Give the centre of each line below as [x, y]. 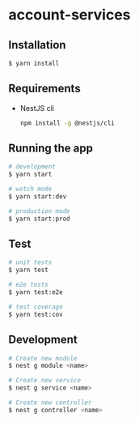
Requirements [44, 89]
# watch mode [30, 189]
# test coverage [36, 307]
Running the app [51, 148]
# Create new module [43, 358]
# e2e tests [28, 285]
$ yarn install [34, 63]
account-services [69, 15]
